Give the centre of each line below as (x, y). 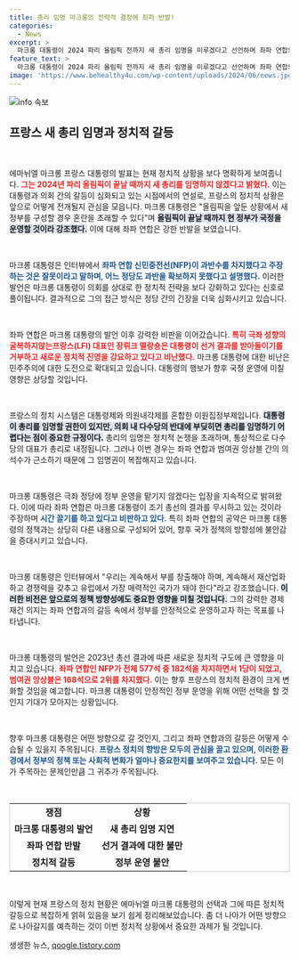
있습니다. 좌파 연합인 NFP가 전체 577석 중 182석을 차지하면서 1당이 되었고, (154, 668)
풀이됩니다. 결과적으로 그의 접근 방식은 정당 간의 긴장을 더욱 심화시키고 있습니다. (148, 298)
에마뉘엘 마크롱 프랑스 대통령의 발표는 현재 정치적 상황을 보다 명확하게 (130, 173)
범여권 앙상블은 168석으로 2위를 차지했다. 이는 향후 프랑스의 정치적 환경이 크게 (145, 679)
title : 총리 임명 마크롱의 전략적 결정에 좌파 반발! (92, 17)
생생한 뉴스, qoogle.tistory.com (65, 945)
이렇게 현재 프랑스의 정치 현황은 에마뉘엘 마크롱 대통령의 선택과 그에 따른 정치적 (147, 904)
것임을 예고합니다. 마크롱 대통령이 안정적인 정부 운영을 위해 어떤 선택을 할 (153, 690)
